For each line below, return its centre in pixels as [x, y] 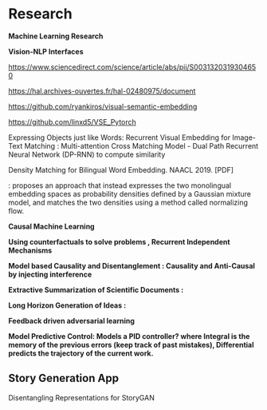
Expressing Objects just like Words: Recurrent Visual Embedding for [120, 137]
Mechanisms [30, 250]
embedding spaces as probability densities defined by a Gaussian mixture [130, 193]
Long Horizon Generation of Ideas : [67, 305]
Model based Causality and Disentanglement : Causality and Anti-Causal [132, 265]
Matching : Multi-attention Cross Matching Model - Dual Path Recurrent [141, 145]
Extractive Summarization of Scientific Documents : [96, 289]
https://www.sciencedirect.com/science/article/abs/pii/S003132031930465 [132, 67]
